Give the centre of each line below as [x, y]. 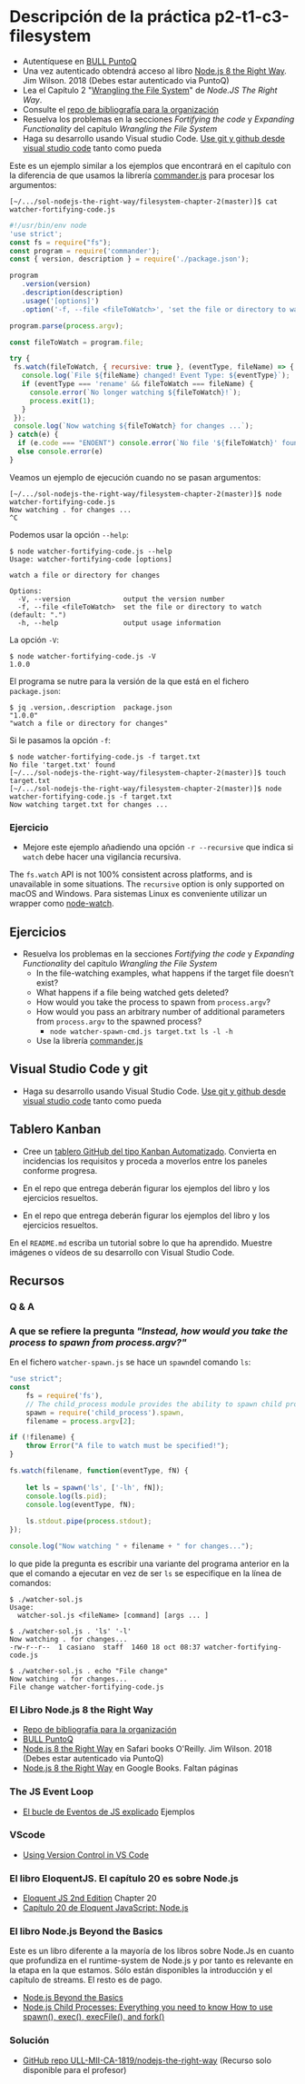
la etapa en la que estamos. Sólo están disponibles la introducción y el [141, 1970]
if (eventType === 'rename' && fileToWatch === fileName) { [138, 384]
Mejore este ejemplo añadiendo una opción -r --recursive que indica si [157, 848]
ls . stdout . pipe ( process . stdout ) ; [89, 1522]
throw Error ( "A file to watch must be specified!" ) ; [128, 1446]
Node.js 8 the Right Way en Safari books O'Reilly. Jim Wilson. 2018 [147, 1749]
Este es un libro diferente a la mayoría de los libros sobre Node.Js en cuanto [152, 1951]
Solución [30, 2040]
